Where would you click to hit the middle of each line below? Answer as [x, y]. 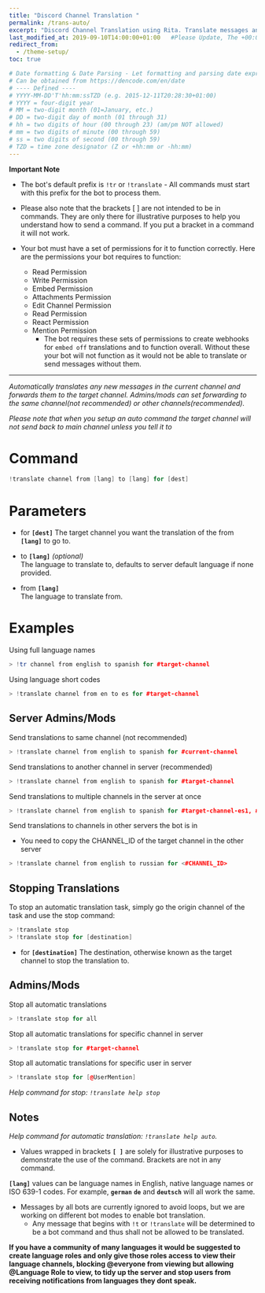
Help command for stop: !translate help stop [85, 1092]
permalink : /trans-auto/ [50, 23]
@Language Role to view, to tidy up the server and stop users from [120, 1273]
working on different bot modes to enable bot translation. [112, 1215]
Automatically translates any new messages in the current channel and [125, 386]
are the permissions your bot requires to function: [101, 256]
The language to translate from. [72, 597]
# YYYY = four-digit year [51, 103]
